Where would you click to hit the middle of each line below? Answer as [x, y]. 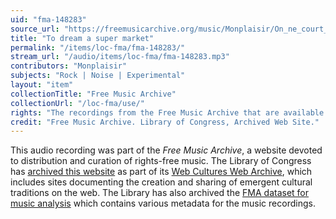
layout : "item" [42, 85]
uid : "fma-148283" [48, 19]
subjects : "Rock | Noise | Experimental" [98, 76]
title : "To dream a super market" [82, 38]
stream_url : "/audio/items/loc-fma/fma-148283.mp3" [120, 57]
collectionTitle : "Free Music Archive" [93, 94]
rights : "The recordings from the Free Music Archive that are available [167, 112]
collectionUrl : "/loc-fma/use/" [77, 103]
